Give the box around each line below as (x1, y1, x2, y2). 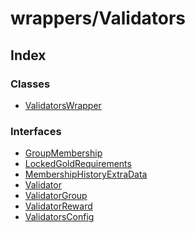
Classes (10, 77, 51, 91)
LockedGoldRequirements (24, 158, 132, 170)
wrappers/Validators (10, 7, 187, 30)
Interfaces (10, 124, 62, 138)
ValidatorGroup (24, 190, 88, 202)
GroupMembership (24, 147, 103, 159)
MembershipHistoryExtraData (24, 168, 148, 181)
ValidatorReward (24, 200, 93, 212)
